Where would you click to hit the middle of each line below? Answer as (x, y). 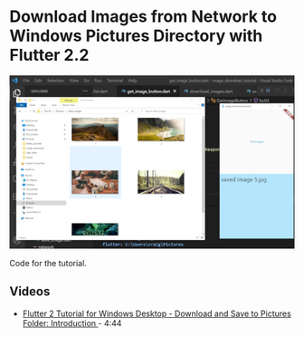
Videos (30, 292)
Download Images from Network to (143, 17)
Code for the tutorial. (48, 263)
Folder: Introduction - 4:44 (72, 323)
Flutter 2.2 (49, 55)
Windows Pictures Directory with (136, 36)
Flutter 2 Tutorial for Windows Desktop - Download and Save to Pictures (157, 313)
